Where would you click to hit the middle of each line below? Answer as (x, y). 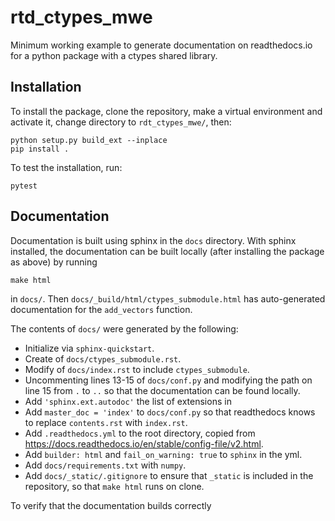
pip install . (40, 149)
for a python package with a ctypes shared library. (114, 55)
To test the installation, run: (66, 167)
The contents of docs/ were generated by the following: (124, 328)
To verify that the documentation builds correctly (111, 505)
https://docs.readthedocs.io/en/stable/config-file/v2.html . (144, 443)
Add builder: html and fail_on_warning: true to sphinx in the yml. (163, 454)
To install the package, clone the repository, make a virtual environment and (166, 111)
